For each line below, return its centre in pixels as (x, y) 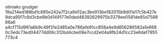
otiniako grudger (22, 7)
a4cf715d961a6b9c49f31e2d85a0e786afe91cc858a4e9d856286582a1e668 (81, 27)
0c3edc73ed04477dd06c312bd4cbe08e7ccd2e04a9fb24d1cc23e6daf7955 (81, 32)
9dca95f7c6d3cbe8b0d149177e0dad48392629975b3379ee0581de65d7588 (81, 17)
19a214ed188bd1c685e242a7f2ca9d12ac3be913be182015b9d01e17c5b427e (81, 12)
